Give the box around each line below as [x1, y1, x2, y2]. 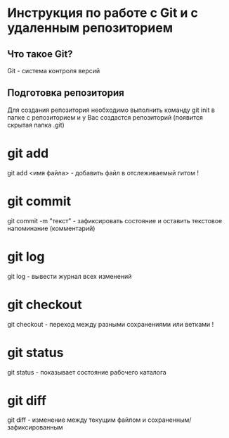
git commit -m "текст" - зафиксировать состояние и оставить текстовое [7, 216, 223, 225]
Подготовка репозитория [7, 87, 124, 99]
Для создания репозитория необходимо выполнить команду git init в [7, 106, 216, 114]
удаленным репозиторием [7, 20, 174, 36]
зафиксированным [7, 423, 63, 432]
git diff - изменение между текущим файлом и [7, 415, 146, 424]
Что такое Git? [7, 48, 73, 60]
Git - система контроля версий [7, 67, 100, 75]
